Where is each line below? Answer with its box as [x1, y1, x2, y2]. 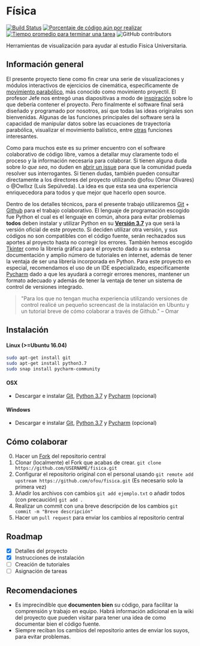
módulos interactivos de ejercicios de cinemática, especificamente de [6, 81, 179, 89]
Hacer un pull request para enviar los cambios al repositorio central [14, 514, 184, 521]
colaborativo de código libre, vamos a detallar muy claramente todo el [6, 150, 178, 158]
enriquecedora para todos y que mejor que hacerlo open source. [6, 189, 166, 196]
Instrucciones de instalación [14, 554, 85, 562]
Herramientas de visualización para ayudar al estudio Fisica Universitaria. [6, 42, 187, 49]
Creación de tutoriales [14, 561, 70, 568]
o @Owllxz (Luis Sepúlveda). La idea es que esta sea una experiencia [6, 182, 178, 189]
